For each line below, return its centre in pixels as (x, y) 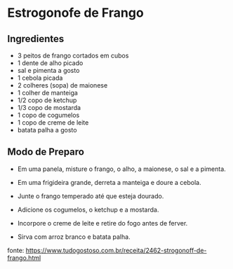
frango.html (24, 258)
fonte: (16, 250)
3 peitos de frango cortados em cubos (73, 55)
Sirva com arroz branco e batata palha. (74, 237)
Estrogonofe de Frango (75, 13)
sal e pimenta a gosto (48, 70)
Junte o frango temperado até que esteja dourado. (91, 196)
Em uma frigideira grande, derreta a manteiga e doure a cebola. (109, 182)
